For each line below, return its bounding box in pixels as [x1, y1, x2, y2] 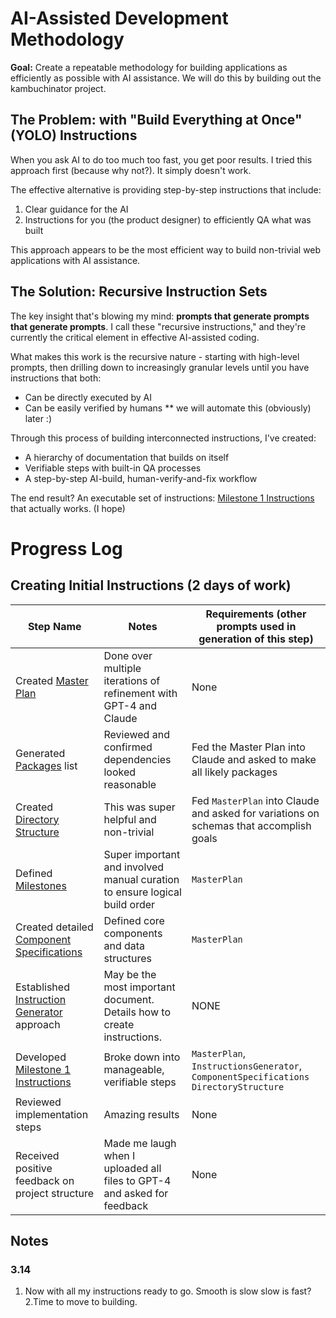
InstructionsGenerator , [191, 1058, 303, 1072]
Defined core [103, 913, 165, 927]
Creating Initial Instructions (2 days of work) [10, 577, 292, 594]
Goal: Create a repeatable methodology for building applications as [10, 61, 288, 73]
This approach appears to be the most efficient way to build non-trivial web [10, 243, 322, 256]
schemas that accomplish [191, 818, 312, 832]
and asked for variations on [191, 806, 320, 820]
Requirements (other [205, 607, 307, 621]
